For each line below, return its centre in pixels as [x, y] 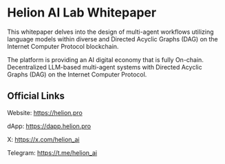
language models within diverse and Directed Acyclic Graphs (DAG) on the [112, 39]
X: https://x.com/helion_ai [43, 139]
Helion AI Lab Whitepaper [82, 13]
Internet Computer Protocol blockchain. [63, 46]
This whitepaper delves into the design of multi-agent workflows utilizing [110, 32]
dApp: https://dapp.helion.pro [49, 126]
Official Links [36, 96]
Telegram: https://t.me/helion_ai [52, 152]
